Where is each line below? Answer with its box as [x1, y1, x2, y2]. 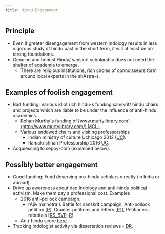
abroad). [12, 179, 31, 186]
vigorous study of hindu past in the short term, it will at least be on [12, 46, 153, 52]
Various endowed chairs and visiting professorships [20, 129, 130, 135]
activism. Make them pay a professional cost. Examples [12, 190, 130, 196]
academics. [12, 113, 37, 119]
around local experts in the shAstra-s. [20, 73, 100, 79]
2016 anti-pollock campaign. [20, 196, 81, 202]
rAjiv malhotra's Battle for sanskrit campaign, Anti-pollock [28, 201, 150, 207]
